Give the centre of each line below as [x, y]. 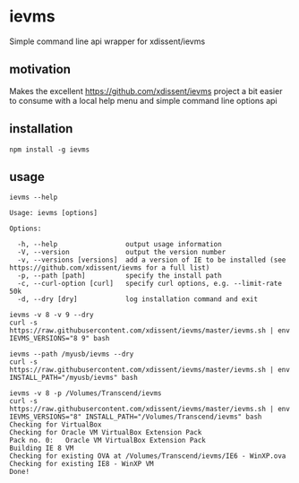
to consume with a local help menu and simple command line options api [143, 100]
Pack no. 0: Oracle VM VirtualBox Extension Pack [107, 441]
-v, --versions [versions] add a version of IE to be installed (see [152, 260]
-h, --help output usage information [120, 245]
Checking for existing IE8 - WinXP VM [81, 464]
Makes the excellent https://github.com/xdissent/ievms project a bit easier [146, 91]
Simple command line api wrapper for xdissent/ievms [107, 41]
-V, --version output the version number [122, 253]
